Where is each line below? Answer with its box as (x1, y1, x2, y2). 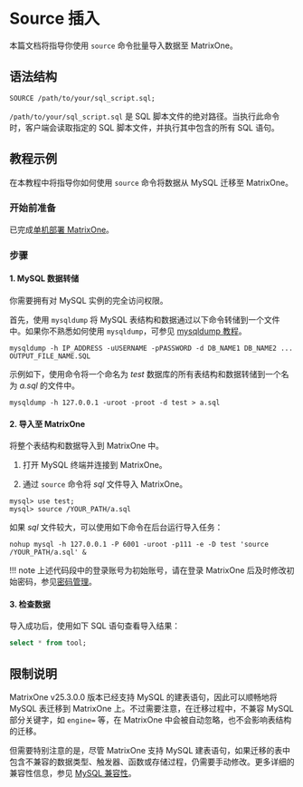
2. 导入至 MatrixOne (9, 418, 86, 429)
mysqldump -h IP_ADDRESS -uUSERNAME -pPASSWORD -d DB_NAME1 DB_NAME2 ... (9, 344, 294, 353)
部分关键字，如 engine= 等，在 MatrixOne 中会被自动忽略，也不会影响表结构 (9, 714, 292, 725)
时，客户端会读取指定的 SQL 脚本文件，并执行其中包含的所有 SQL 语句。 (9, 121, 279, 132)
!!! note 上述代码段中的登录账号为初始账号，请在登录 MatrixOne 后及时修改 (9, 565, 287, 576)
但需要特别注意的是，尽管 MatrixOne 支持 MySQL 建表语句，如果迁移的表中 (9, 745, 291, 756)
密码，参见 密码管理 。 (16, 577, 97, 588)
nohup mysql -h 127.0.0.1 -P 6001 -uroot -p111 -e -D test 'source (9, 540, 270, 549)
